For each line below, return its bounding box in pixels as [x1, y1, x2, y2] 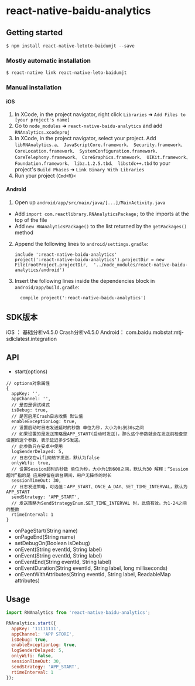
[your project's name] [14, 117, 70, 123]
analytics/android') [14, 267, 65, 273]
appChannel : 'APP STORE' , [11, 631, 75, 637]
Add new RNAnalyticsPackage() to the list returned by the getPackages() [14, 222, 187, 229]
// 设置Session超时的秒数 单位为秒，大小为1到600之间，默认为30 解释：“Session [11, 467, 189, 472]
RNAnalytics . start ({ [6, 620, 57, 626]
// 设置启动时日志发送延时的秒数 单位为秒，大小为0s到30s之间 [11, 425, 145, 431]
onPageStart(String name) [14, 527, 78, 535]
